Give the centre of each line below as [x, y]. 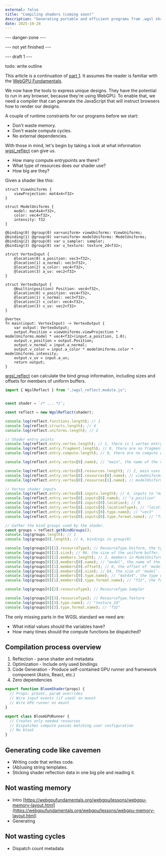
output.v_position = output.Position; [54, 341]
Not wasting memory [38, 788]
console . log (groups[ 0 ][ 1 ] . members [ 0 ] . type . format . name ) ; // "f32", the [81, 580]
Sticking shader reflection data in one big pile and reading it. [74, 773]
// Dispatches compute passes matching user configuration [72, 726]
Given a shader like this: [29, 180]
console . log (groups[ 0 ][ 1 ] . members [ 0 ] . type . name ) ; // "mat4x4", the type [82, 576]
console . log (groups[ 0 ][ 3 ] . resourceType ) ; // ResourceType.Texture [75, 598]
